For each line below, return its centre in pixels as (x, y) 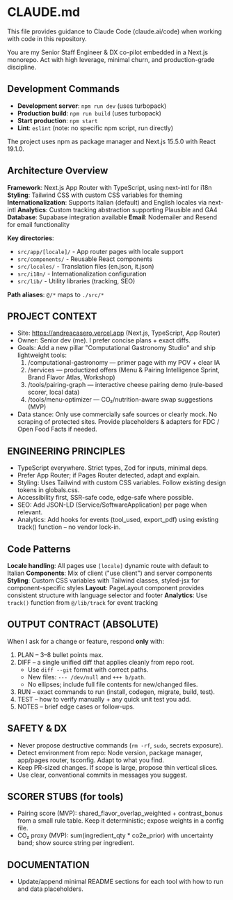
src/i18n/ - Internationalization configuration (82, 274)
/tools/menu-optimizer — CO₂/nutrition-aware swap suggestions (120, 400)
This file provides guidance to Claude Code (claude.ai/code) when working (115, 31)
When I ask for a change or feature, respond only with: (86, 641)
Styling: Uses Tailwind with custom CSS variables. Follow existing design (121, 483)
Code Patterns (39, 549)
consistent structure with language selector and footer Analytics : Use (107, 595)
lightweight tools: (42, 355)
